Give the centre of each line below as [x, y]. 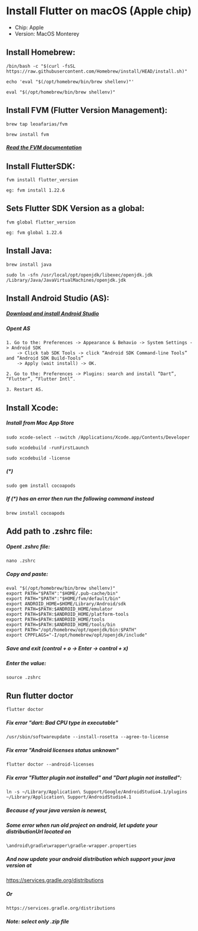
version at [19, 865]
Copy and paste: [27, 574]
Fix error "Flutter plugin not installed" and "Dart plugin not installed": [94, 778]
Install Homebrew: [41, 53]
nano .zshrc [21, 561]
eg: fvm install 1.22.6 [36, 190]
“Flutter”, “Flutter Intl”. [41, 379]
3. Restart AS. [25, 390]
